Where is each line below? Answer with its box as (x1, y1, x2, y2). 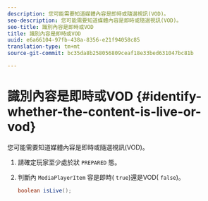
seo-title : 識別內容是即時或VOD (7, 23, 94, 30)
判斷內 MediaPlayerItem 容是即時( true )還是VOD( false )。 (17, 173, 185, 181)
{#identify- (136, 89, 202, 104)
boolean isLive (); (17, 187, 72, 194)
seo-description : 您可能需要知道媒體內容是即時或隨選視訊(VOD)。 (7, 17, 182, 24)
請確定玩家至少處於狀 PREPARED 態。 (17, 158, 121, 166)
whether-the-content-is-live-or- (7, 104, 202, 120)
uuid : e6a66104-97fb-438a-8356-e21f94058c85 (7, 37, 140, 44)
